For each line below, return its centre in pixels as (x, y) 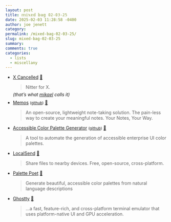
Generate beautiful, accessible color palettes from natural (86, 183)
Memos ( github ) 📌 (30, 103)
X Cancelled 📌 (28, 77)
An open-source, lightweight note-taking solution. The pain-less (93, 113)
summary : (15, 44)
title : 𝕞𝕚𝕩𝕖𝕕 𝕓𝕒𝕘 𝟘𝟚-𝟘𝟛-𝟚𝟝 (36, 15)
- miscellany (24, 63)
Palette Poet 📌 (28, 173)
